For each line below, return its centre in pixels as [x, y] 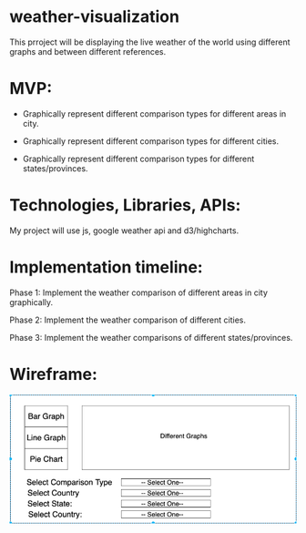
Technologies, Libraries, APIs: [125, 205]
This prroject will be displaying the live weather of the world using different [150, 42]
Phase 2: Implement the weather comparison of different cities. [127, 320]
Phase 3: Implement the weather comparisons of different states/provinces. [151, 337]
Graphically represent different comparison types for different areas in [154, 113]
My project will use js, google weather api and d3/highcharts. [124, 231]
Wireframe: [54, 374]
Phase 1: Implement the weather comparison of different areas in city [139, 292]
